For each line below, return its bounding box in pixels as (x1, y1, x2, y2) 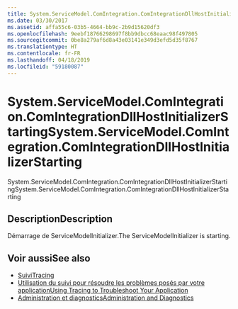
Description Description (7, 213, 113, 225)
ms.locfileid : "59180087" (7, 63, 84, 70)
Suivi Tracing (17, 271, 55, 280)
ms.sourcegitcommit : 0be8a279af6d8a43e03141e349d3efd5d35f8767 (7, 37, 198, 44)
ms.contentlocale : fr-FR (7, 50, 81, 57)
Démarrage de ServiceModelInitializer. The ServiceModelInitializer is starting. (7, 232, 231, 240)
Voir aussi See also (7, 252, 91, 264)
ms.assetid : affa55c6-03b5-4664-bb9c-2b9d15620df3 (7, 23, 160, 30)
